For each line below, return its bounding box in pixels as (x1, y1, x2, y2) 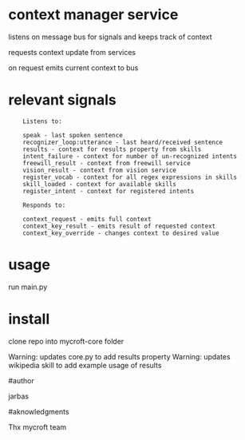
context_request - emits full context (22, 215, 152, 223)
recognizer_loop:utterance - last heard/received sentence (22, 138, 223, 146)
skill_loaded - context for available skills (22, 180, 177, 188)
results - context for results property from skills (22, 145, 202, 153)
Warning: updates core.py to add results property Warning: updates (8, 351, 231, 361)
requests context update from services (8, 47, 136, 57)
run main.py (8, 282, 48, 291)
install (8, 310, 50, 328)
